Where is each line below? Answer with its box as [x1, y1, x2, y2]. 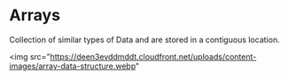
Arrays [9, 5, 60, 25]
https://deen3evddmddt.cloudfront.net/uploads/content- [50, 51, 257, 62]
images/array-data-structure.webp [9, 61, 136, 71]
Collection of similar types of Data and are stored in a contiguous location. [9, 34, 281, 45]
